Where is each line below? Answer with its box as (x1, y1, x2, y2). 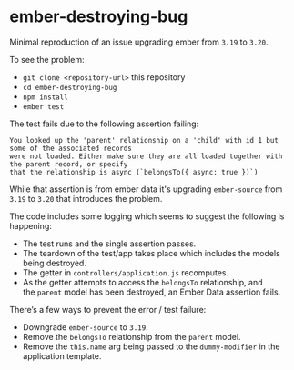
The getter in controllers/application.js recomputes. (22, 266, 229, 278)
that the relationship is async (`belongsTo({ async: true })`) (9, 167, 259, 176)
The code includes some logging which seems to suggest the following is (9, 211, 285, 222)
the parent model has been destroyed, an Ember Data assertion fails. (22, 286, 281, 297)
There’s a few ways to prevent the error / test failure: (9, 304, 207, 315)
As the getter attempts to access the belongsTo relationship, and (22, 276, 263, 287)
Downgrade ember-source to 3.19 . (22, 321, 148, 333)
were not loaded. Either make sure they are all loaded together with (9, 152, 283, 161)
